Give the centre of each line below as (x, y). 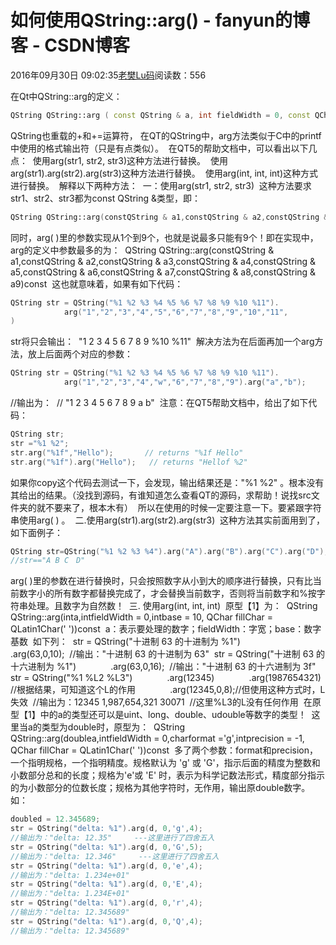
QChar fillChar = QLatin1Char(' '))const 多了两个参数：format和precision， (164, 750)
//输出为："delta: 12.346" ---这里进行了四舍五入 (115, 856)
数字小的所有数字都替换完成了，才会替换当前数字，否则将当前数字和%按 (167, 593)
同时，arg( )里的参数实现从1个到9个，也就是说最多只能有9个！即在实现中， (164, 237)
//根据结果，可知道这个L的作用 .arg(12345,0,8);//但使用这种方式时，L (168, 690)
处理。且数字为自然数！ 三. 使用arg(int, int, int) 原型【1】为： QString (172, 606)
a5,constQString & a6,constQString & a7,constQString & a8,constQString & (163, 272)
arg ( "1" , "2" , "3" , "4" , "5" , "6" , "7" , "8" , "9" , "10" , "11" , (176, 312)
